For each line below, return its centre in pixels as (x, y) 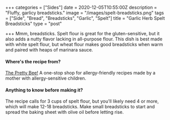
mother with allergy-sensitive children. (46, 78)
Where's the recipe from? (33, 61)
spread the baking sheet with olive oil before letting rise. (65, 112)
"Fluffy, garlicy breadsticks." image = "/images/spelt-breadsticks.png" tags (85, 13)
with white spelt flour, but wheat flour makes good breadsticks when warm (84, 44)
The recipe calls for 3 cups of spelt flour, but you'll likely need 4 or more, (82, 101)
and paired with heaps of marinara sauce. (49, 50)
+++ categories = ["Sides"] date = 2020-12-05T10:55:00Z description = (81, 7)
